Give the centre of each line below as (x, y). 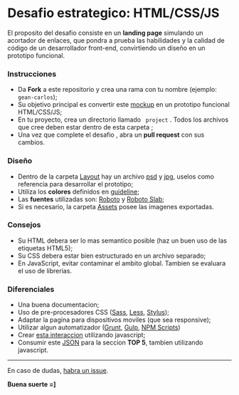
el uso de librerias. (45, 270)
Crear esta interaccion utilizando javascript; (81, 335)
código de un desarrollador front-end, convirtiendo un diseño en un (106, 48)
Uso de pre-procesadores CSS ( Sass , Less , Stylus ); (93, 312)
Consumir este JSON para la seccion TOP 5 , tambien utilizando (110, 342)
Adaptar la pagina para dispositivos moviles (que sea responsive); (114, 320)
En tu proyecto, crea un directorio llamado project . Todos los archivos (123, 120)
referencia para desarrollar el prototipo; (75, 184)
